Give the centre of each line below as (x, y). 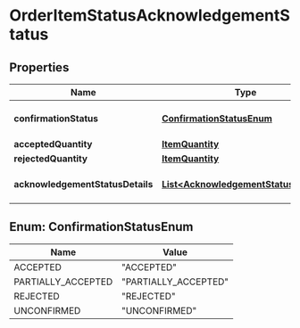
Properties (39, 67)
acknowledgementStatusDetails (83, 184)
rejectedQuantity (50, 159)
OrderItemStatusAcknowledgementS (150, 16)
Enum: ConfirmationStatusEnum (101, 227)
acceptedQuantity (53, 144)
